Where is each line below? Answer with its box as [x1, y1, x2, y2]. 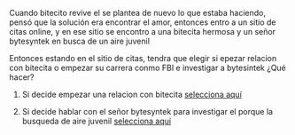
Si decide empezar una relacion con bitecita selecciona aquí [21, 89, 242, 99]
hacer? [9, 72, 35, 83]
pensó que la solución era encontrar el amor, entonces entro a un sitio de [9, 17, 276, 28]
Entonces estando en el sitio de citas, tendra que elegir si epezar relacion [9, 53, 277, 63]
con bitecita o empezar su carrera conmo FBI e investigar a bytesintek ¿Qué [9, 62, 286, 73]
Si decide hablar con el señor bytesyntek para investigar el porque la [21, 107, 273, 116]
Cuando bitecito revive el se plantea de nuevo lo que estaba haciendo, [9, 8, 267, 18]
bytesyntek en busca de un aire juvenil [9, 36, 151, 46]
